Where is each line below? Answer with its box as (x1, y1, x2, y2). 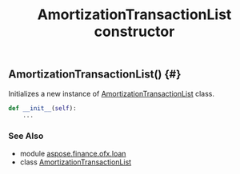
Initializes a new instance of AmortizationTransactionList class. (8, 89, 214, 98)
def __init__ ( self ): (8, 104, 78, 113)
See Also (8, 130, 44, 141)
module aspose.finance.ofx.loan (19, 148, 126, 158)
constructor (94, 22, 175, 41)
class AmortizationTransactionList (19, 157, 132, 167)
